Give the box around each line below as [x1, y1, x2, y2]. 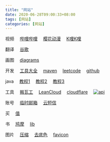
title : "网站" [5, 7, 34, 13]
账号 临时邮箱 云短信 [5, 100, 57, 106]
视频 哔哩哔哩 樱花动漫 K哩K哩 [5, 36, 82, 42]
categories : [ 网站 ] [5, 21, 45, 27]
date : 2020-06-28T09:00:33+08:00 [5, 12, 76, 17]
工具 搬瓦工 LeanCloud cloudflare [5, 89, 88, 95]
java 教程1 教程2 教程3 [5, 78, 65, 84]
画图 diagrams [5, 57, 39, 63]
